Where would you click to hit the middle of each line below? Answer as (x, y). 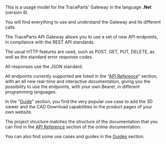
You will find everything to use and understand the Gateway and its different (83, 22)
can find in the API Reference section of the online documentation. (73, 127)
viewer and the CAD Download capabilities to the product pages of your (79, 107)
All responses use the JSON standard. (44, 67)
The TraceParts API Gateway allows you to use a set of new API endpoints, (82, 37)
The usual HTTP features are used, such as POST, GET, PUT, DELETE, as (80, 52)
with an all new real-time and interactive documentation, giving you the (78, 81)
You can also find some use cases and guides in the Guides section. (75, 136)
